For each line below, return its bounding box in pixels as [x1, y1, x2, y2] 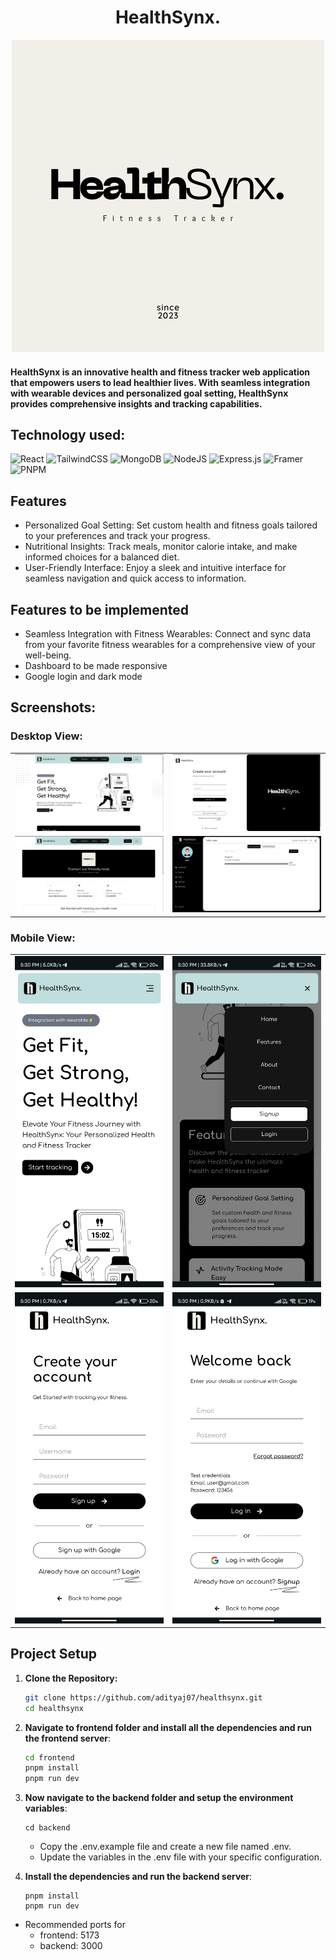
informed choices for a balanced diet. [24, 551, 180, 563]
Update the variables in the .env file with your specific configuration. [39, 1851, 323, 1863]
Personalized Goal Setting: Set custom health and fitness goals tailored [24, 519, 318, 531]
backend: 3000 [39, 1940, 103, 1952]
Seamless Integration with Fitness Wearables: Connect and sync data [24, 627, 312, 640]
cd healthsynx [24, 1703, 84, 1713]
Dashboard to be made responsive [24, 659, 168, 671]
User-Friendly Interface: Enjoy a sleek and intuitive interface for [24, 562, 287, 574]
